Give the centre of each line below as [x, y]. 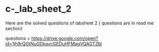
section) [14, 28]
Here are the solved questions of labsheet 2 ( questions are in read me [80, 23]
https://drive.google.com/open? [65, 38]
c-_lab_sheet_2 [38, 9]
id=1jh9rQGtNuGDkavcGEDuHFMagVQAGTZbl [54, 43]
